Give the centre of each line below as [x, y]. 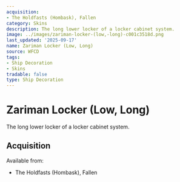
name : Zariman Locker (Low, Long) [50, 46]
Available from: [25, 160]
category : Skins [27, 23]
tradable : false [27, 74]
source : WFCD [23, 52]
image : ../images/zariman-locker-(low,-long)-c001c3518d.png [85, 35]
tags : [13, 57]
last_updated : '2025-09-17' [42, 40]
